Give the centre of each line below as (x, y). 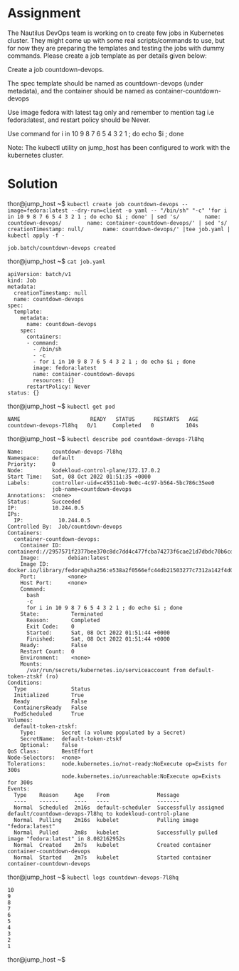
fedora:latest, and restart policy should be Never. (79, 120)
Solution (33, 184)
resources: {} (54, 380)
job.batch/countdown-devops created (62, 248)
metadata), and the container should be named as (80, 91)
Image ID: (35, 564)
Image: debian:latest (65, 558)
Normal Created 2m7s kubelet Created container (113, 845)
